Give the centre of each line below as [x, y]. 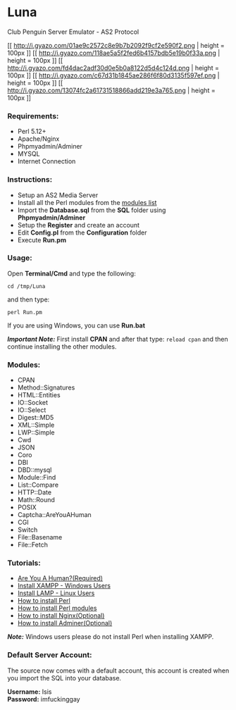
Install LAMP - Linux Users [56, 593]
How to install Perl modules [57, 608]
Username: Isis [30, 692]
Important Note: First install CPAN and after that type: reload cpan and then [118, 339]
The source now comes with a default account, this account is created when [118, 671]
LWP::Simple [36, 432]
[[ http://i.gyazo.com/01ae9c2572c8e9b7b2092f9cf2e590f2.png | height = [116, 45]
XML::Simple [36, 425]
